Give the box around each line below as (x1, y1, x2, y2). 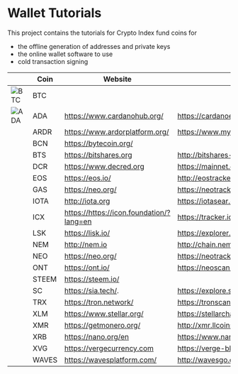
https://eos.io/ (64, 172, 111, 182)
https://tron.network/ (64, 297, 134, 307)
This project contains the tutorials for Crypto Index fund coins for (7, 28, 197, 37)
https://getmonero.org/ (64, 320, 141, 330)
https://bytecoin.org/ (64, 138, 133, 148)
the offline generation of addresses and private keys (17, 42, 171, 50)
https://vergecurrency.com (64, 343, 154, 353)
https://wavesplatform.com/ (64, 355, 157, 365)
